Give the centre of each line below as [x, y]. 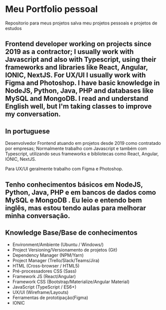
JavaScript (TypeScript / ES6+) [44, 287]
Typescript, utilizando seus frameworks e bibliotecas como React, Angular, [82, 154]
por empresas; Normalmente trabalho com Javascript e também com [76, 149]
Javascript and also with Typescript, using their [81, 60]
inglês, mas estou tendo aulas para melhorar [76, 208]
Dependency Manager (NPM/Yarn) [48, 255]
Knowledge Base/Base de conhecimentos [72, 232]
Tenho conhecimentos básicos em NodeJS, [74, 184]
